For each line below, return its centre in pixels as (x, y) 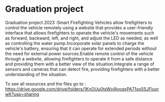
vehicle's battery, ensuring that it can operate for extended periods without (81, 48)
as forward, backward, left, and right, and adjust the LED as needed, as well (82, 38)
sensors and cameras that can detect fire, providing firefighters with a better (82, 69)
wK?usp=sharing (22, 94)
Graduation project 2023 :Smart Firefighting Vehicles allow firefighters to (79, 22)
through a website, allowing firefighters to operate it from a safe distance (79, 59)
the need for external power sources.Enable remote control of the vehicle (79, 53)
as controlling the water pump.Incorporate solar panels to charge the (75, 43)
